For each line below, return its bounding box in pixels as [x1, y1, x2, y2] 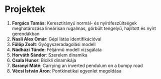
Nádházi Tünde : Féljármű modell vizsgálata [11, 46, 102, 52]
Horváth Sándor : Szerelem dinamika [11, 51, 88, 58]
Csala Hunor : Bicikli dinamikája [11, 57, 76, 63]
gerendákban [11, 30, 39, 36]
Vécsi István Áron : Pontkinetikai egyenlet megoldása [11, 67, 122, 73]
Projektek [4, 3, 45, 15]
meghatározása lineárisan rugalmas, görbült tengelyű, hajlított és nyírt [11, 25, 156, 31]
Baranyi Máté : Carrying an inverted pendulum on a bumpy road [11, 62, 143, 68]
